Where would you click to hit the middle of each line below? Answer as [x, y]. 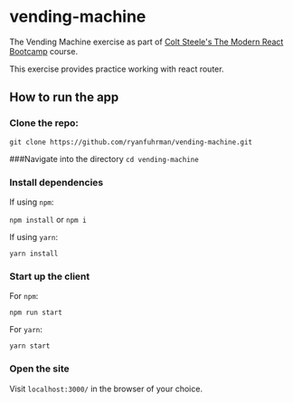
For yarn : [26, 330]
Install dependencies [57, 182]
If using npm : [32, 202]
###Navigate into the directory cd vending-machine [104, 158]
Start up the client [50, 276]
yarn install [34, 254]
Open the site [39, 369]
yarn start [30, 346]
